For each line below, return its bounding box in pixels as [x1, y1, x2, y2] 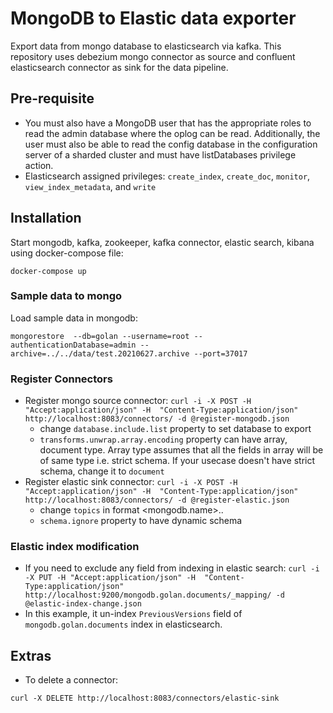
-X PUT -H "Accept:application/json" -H [24, 573, 196, 583]
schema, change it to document [39, 465, 165, 477]
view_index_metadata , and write [24, 180, 157, 192]
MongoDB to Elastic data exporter [10, 7, 297, 30]
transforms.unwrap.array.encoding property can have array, [39, 433, 288, 446]
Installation [10, 210, 82, 227]
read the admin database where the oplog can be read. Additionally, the [24, 127, 321, 139]
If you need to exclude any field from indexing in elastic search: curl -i [24, 562, 320, 574]
